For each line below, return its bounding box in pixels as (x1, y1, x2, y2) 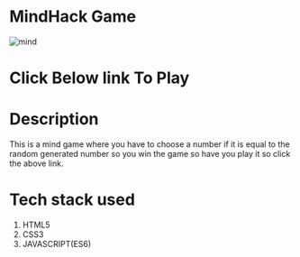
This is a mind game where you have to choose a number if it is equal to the (9, 139, 290, 150)
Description (9, 109, 99, 130)
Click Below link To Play (9, 68, 190, 88)
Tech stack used (9, 189, 135, 210)
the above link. (9, 158, 64, 169)
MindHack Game (9, 6, 137, 27)
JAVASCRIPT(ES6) (22, 239, 92, 249)
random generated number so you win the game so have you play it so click (9, 149, 291, 160)
